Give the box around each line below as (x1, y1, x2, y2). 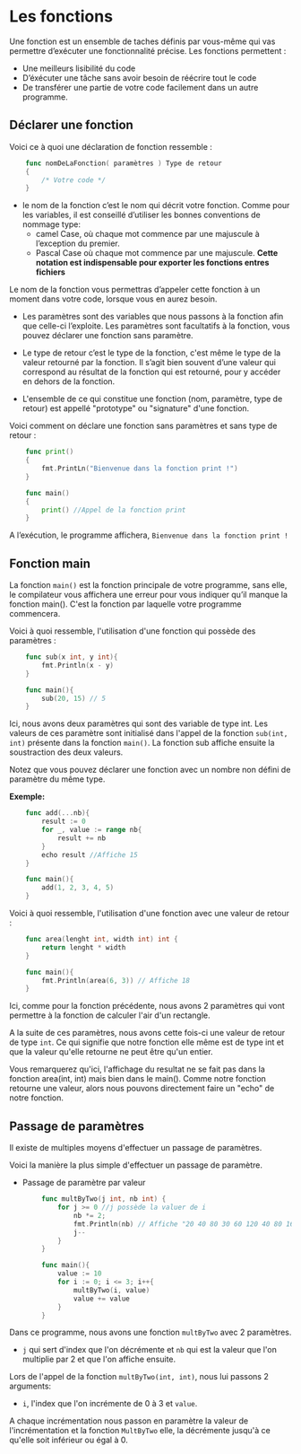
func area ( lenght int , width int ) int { (25, 935, 178, 944)
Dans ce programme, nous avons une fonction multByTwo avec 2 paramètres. (9, 1327, 292, 1338)
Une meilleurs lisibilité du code (21, 63, 136, 74)
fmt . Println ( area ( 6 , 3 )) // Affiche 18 (41, 976, 191, 985)
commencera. (9, 609, 61, 619)
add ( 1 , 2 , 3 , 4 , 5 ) (41, 883, 115, 892)
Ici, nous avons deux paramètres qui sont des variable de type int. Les (9, 718, 269, 729)
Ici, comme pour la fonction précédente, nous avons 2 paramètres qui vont (9, 1001, 285, 1012)
